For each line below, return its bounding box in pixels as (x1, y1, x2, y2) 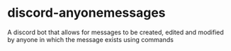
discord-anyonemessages (7, 5, 166, 21)
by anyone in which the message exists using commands (7, 35, 174, 43)
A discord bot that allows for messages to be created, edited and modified (7, 28, 225, 36)
